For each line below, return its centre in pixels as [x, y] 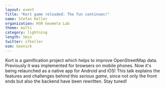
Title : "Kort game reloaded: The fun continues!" [57, 14]
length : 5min [19, 37]
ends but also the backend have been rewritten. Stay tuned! [66, 81]
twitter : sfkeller [24, 42]
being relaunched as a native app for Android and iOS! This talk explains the [82, 71]
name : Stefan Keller [27, 19]
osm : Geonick [19, 46]
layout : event [20, 10]
